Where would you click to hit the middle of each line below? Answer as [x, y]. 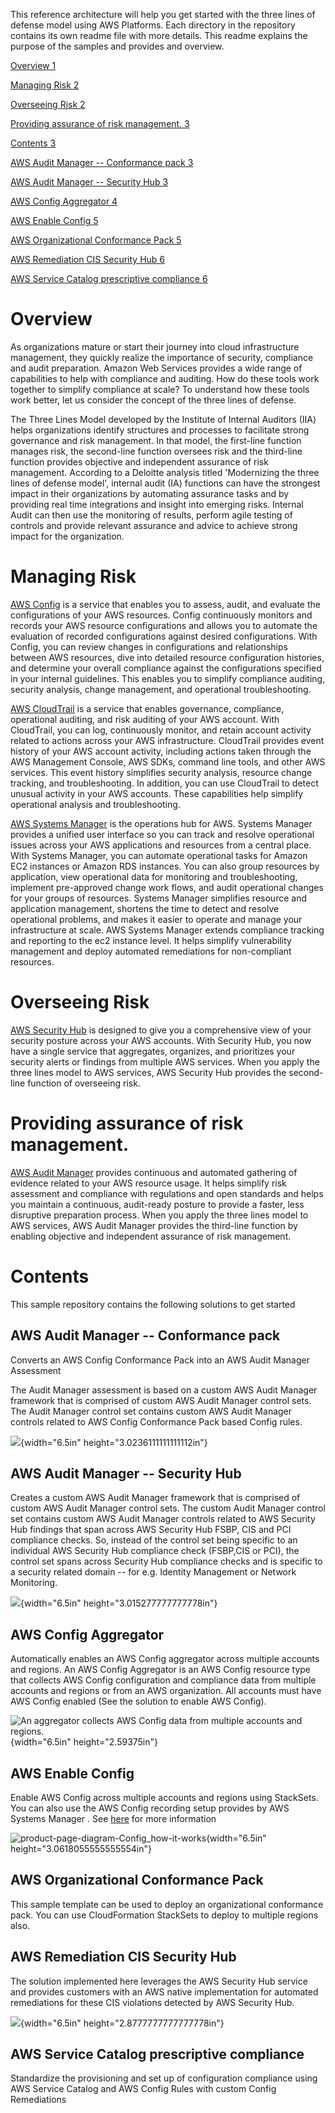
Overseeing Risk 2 [48, 104]
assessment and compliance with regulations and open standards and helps [167, 1193]
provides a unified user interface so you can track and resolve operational [162, 834]
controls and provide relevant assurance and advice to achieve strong [154, 525]
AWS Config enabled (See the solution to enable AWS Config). [138, 1701]
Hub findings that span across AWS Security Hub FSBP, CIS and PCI [151, 1530]
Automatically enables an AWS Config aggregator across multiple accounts [165, 1659]
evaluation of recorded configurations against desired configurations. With [164, 636]
